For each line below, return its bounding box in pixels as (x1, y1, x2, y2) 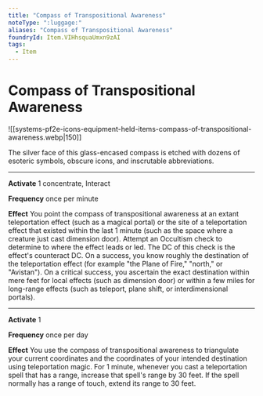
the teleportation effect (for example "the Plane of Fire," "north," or (8, 259, 223, 268)
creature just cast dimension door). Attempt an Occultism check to (8, 234, 223, 243)
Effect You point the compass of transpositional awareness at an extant (8, 209, 240, 218)
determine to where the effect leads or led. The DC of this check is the (8, 242, 236, 252)
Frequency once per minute (8, 194, 99, 203)
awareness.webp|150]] (8, 133, 82, 142)
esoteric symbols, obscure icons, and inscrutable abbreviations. (8, 156, 214, 165)
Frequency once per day (8, 330, 88, 340)
